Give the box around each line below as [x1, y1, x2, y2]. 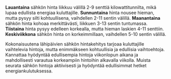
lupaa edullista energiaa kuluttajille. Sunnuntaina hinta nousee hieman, [5, 10, 155, 16]
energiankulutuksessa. [5, 68, 53, 74]
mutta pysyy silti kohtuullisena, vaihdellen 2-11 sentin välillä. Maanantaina [5, 15, 161, 21]
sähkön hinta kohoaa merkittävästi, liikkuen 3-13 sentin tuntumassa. [5, 20, 148, 26]
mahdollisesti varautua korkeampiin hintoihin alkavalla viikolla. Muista [5, 57, 151, 63]
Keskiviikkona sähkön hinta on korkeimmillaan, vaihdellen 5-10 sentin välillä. [5, 31, 166, 37]
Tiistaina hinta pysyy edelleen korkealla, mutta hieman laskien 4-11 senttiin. [5, 26, 164, 32]
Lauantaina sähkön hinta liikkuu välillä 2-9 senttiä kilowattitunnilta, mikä [5, 5, 157, 10]
